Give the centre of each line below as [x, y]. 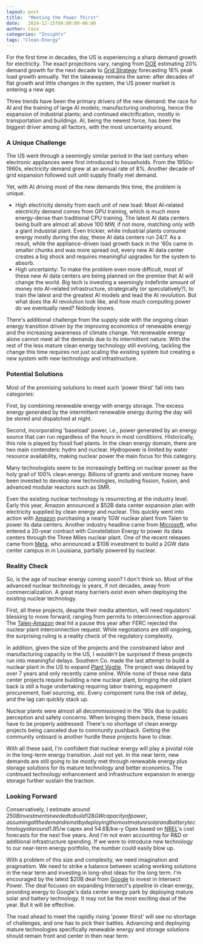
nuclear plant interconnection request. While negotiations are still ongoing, [99, 629]
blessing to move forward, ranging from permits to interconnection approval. [102, 616]
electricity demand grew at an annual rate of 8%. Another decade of [109, 169]
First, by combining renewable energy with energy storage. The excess [95, 405]
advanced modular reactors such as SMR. [58, 487]
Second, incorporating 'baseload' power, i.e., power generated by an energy [101, 430]
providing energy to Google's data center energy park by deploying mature [100, 892]
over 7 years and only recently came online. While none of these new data [99, 673]
